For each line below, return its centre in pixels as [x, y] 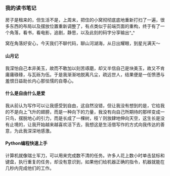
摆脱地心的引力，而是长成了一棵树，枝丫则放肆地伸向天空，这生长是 [89, 118]
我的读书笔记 [21, 8]
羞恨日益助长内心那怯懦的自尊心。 [41, 81]
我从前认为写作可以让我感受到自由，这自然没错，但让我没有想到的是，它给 [83, 105]
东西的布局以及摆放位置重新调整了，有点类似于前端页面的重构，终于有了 [85, 26]
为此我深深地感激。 [34, 130]
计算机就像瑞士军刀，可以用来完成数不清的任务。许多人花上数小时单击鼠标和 [85, 155]
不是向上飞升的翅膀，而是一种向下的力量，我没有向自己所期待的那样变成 [85, 112]
